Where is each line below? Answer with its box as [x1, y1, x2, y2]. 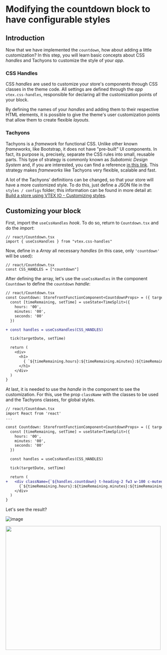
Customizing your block [5, 207, 81, 215]
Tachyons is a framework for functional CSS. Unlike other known [5, 140, 138, 147]
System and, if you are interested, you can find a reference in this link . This [5, 162, 159, 168]
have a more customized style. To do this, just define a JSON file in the [5, 182, 150, 188]
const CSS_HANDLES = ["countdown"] [5, 267, 79, 272]
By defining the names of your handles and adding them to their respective [5, 107, 159, 113]
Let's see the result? [5, 507, 47, 513]
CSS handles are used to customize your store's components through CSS [5, 81, 158, 87]
